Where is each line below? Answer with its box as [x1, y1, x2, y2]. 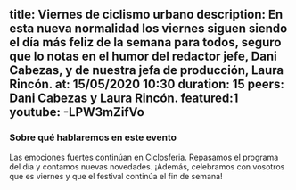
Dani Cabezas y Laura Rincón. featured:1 [9, 91, 239, 106]
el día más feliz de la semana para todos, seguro [9, 35, 282, 50]
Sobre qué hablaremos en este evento [9, 131, 177, 144]
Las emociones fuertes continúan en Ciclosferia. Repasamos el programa [9, 152, 279, 162]
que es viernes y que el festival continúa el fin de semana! [9, 170, 223, 181]
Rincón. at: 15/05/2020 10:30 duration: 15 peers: [9, 77, 285, 92]
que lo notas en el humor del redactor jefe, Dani [9, 49, 278, 64]
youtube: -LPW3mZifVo [9, 104, 144, 120]
